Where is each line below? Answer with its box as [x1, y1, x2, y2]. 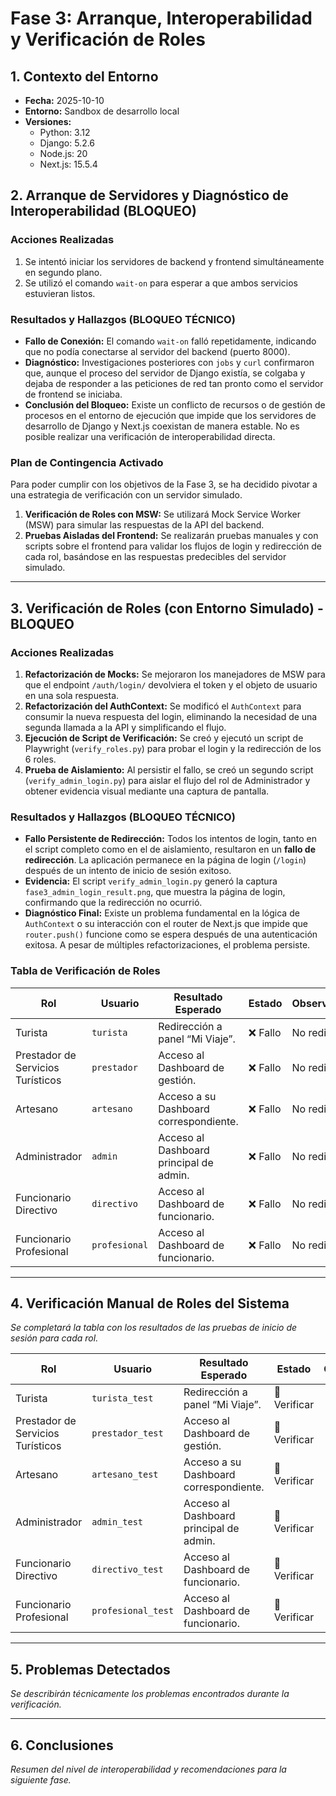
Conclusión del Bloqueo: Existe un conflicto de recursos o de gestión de [24, 398, 326, 411]
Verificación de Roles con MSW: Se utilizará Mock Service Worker [24, 508, 301, 521]
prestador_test [91, 1428, 164, 1439]
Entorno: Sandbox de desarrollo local [24, 105, 180, 117]
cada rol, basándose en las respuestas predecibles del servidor [24, 551, 287, 563]
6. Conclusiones [10, 1737, 114, 1754]
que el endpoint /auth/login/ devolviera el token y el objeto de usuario [24, 678, 318, 691]
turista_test [91, 1393, 154, 1404]
